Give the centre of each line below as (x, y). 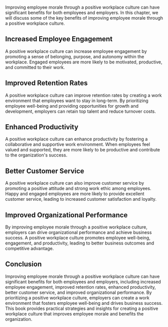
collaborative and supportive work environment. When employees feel (78, 144)
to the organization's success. (36, 155)
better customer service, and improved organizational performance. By (78, 292)
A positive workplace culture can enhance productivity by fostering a (76, 139)
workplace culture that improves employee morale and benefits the (74, 313)
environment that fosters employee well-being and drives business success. (84, 303)
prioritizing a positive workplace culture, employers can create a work (77, 298)
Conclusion (24, 264)
